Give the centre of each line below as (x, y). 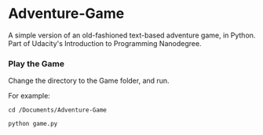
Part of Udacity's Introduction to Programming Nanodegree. (105, 43)
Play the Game (37, 63)
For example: (29, 96)
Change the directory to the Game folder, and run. (89, 81)
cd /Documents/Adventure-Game (58, 110)
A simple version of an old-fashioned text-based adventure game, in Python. (132, 35)
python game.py (33, 124)
